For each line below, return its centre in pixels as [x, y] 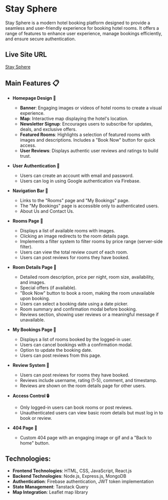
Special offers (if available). [48, 287]
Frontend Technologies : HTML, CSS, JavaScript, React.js [72, 471]
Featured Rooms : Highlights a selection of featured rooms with [85, 135]
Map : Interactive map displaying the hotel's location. [74, 118]
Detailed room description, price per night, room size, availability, [87, 277]
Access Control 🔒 [31, 396]
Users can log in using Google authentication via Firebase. [80, 181]
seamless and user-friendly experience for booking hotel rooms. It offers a [82, 28]
